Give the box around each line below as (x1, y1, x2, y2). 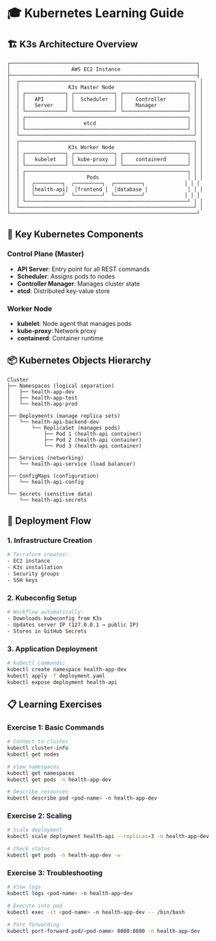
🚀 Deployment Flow (7, 515, 92, 527)
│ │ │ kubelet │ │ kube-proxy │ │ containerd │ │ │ (7, 156, 204, 163)
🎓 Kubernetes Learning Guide (7, 5, 185, 21)
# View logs (7, 883, 41, 891)
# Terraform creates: (7, 551, 69, 558)
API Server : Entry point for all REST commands (16, 265, 150, 273)
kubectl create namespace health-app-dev (7, 666, 127, 673)
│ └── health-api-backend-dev (7, 418, 99, 426)
